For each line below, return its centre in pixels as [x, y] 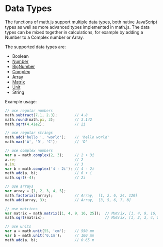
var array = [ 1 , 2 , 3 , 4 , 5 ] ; [36, 191]
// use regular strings [29, 133]
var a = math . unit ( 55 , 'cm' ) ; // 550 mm [50, 231]
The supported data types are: [35, 47]
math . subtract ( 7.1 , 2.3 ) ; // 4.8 [47, 115]
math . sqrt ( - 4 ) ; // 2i [45, 178]
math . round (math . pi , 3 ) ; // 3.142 [49, 119]
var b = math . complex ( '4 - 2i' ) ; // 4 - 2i [50, 169]
